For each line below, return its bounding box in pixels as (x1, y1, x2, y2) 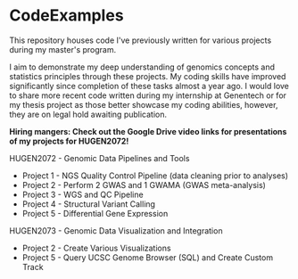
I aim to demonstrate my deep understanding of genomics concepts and (9, 62, 275, 72)
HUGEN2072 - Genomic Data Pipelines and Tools (9, 152, 190, 163)
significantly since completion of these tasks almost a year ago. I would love (9, 80, 290, 91)
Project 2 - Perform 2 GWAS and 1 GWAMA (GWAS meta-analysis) (21, 179, 266, 190)
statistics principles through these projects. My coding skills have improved (9, 70, 286, 81)
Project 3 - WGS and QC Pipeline (21, 189, 145, 200)
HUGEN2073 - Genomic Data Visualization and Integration (9, 225, 223, 236)
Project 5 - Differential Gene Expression (21, 208, 169, 218)
